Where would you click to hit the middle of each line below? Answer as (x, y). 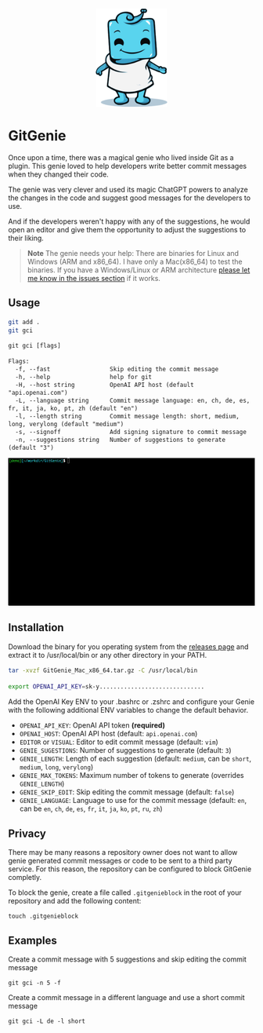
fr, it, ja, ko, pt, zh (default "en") (73, 408)
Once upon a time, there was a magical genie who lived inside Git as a (121, 157)
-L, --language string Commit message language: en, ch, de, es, (133, 400)
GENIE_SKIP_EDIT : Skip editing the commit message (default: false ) (127, 792)
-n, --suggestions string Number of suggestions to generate (120, 440)
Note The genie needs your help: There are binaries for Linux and (133, 253)
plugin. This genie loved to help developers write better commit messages (128, 166)
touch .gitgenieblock (43, 916)
